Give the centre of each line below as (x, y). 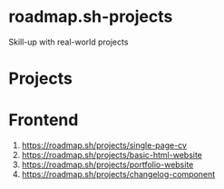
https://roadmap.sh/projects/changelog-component (118, 174)
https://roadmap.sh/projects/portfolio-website (107, 164)
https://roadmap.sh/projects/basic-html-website (112, 155)
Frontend (44, 120)
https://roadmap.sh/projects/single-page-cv (104, 145)
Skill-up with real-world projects (68, 42)
